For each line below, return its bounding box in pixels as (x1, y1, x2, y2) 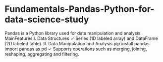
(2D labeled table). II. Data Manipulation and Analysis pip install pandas (4, 40, 150, 46)
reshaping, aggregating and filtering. (4, 51, 80, 57)
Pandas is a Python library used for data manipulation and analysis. (4, 30, 142, 36)
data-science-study (4, 14, 89, 25)
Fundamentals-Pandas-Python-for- (4, 3, 155, 15)
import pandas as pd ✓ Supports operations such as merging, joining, (4, 46, 147, 52)
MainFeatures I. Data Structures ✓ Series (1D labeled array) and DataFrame (4, 35, 158, 41)
